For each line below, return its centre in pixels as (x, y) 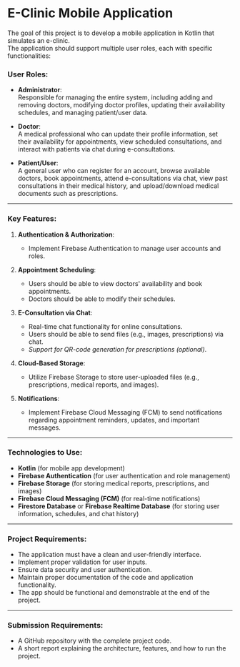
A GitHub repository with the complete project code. (95, 641)
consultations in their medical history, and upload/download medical (118, 186)
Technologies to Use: (45, 453)
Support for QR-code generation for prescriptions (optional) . (117, 349)
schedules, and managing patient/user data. (82, 113)
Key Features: (32, 219)
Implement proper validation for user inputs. (82, 562)
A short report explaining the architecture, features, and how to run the (122, 648)
